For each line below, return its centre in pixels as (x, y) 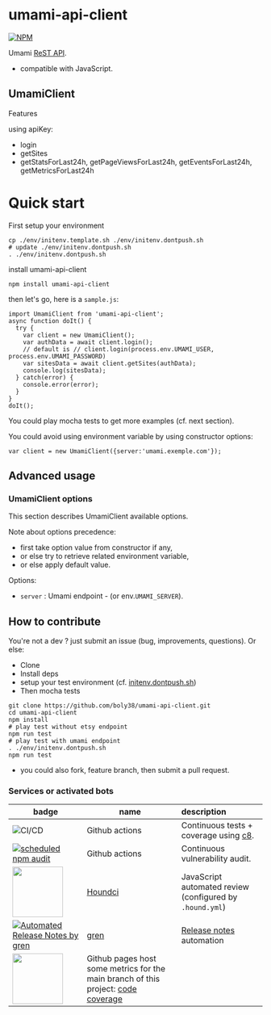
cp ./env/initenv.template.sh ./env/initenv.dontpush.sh (106, 240)
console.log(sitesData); (65, 370)
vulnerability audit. (216, 859)
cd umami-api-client (43, 713)
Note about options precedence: (63, 532)
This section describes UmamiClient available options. (98, 516)
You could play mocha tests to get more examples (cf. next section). (121, 421)
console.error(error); (61, 384)
